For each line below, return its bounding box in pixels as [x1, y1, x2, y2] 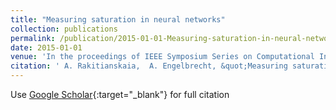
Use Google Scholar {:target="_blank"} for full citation [10, 89, 230, 100]
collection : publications [10, 24, 118, 34]
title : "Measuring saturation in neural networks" [10, 14, 226, 25]
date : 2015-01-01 [10, 42, 83, 53]
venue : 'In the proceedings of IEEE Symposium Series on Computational [10, 52, 315, 62]
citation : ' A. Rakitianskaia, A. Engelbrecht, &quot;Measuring [10, 61, 288, 71]
